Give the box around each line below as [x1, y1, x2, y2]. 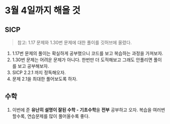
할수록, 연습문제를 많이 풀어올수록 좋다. [12, 113, 90, 119]
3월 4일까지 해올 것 [5, 5, 81, 16]
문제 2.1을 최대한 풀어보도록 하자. [12, 76, 78, 82]
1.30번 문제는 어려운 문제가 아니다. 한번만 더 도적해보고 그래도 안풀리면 [12, 57, 153, 63]
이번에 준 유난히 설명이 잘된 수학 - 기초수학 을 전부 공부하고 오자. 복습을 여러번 [12, 107, 165, 113]
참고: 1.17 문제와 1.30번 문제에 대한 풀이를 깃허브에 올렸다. [17, 39, 132, 45]
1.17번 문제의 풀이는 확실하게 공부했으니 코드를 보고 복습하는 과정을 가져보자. [12, 51, 163, 56]
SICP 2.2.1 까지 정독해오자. [12, 69, 66, 76]
